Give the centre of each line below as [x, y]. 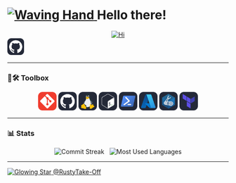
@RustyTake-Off [77, 172]
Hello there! [132, 15]
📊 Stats [21, 134]
